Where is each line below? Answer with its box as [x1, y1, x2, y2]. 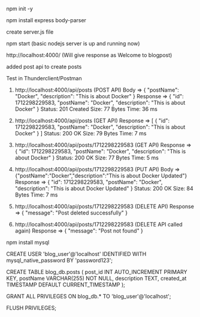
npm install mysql [6, 239, 50, 246]
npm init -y [6, 5, 33, 12]
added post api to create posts [6, 63, 82, 70]
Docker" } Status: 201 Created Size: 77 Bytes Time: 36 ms [14, 105, 157, 113]
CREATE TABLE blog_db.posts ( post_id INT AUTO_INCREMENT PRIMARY [6, 268, 187, 275]
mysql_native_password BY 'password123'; [6, 257, 113, 264]
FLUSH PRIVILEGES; [6, 304, 57, 311]
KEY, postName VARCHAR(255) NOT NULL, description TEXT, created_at [6, 275, 187, 282]
